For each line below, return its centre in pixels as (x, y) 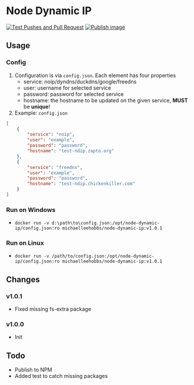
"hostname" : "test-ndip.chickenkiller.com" (81, 184)
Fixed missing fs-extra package (53, 309)
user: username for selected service (67, 88)
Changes (23, 279)
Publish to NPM (33, 370)
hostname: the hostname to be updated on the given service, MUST (106, 100)
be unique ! (37, 107)
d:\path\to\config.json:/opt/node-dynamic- (106, 223)
